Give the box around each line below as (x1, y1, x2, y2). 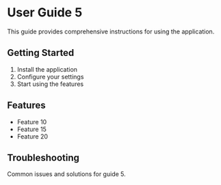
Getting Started (7, 47, 75, 59)
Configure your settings (16, 72, 84, 81)
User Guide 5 (7, 5, 83, 20)
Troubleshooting (7, 152, 80, 163)
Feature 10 (16, 117, 47, 126)
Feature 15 (16, 125, 47, 133)
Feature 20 (16, 132, 49, 141)
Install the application (16, 65, 77, 73)
